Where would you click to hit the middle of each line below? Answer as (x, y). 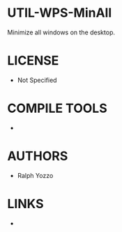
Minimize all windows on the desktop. (61, 32)
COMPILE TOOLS (57, 108)
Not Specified (37, 80)
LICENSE (33, 61)
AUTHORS (38, 156)
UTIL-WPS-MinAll (60, 13)
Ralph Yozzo (35, 175)
